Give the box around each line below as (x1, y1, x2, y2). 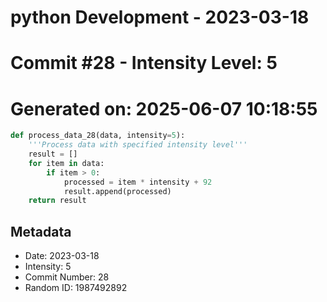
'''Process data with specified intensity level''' (28, 140, 248, 150)
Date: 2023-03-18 (24, 250, 100, 262)
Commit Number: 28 (24, 271, 110, 283)
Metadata (10, 223, 72, 240)
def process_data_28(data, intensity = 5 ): (10, 131, 186, 141)
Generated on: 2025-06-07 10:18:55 (10, 97, 318, 120)
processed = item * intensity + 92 (63, 177, 213, 187)
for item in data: (28, 158, 105, 168)
